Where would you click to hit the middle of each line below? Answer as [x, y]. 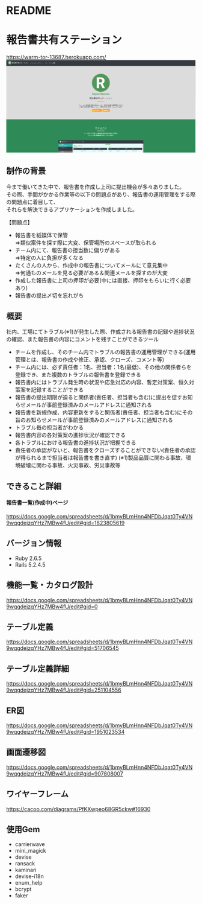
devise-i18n [29, 876]
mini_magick [30, 851]
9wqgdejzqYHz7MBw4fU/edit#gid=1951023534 [66, 732]
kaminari [26, 870]
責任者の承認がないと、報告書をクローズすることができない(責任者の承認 [105, 450]
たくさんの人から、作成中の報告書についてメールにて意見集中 [91, 265]
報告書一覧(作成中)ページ [37, 503]
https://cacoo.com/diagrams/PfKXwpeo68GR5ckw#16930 [78, 809]
